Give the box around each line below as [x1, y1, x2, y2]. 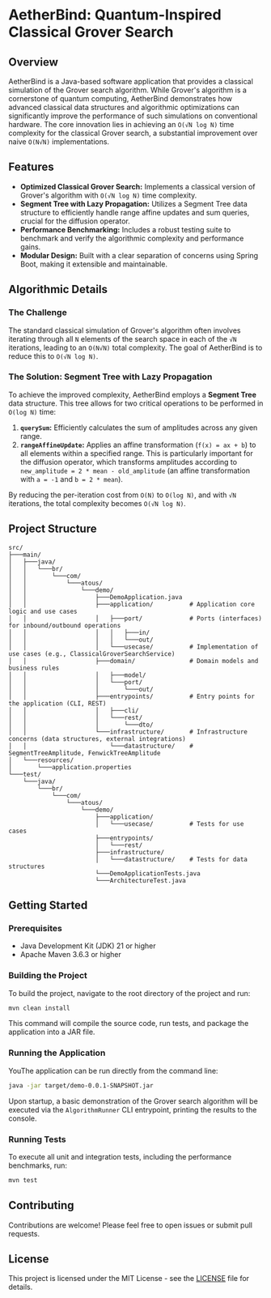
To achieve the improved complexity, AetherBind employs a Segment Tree [8, 389, 256, 399]
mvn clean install [8, 1004, 70, 1012]
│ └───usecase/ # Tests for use [95, 819, 244, 828]
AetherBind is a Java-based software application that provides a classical [8, 77, 253, 86]
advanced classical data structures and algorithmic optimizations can [8, 103, 240, 112]
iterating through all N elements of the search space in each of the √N [8, 334, 237, 343]
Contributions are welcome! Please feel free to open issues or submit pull [8, 1220, 253, 1230]
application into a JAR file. [8, 1027, 95, 1037]
